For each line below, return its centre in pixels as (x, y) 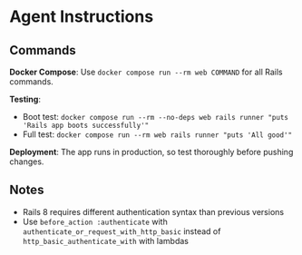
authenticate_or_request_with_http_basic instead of (122, 231)
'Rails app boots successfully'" (86, 125)
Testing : (25, 99)
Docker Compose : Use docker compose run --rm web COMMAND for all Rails (146, 72)
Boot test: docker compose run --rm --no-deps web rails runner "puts (155, 117)
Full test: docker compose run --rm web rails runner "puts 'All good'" (157, 134)
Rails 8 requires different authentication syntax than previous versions (153, 211)
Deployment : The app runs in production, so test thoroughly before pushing (151, 152)
